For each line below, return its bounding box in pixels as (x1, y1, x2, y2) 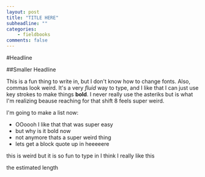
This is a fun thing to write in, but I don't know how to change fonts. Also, (6, 78, 191, 85)
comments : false (6, 37, 48, 43)
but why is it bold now (15, 128, 71, 134)
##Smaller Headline (6, 66, 56, 73)
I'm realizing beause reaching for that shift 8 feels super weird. (6, 97, 165, 104)
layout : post (6, 9, 40, 15)
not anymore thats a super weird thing (15, 134, 111, 141)
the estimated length (6, 164, 58, 171)
